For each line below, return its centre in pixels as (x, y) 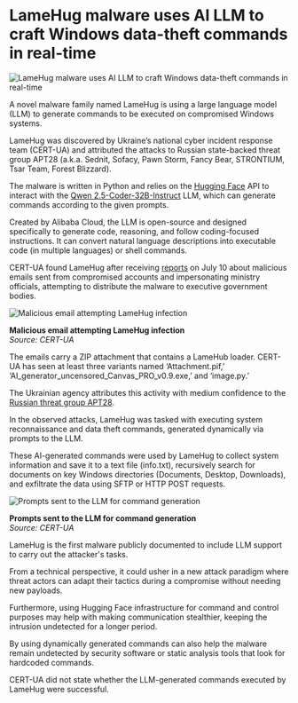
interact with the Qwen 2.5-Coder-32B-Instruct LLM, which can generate (143, 195)
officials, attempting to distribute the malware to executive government (138, 286)
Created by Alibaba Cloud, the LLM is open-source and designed (128, 222)
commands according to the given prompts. (89, 204)
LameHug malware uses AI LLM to (137, 16)
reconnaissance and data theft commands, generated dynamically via (137, 429)
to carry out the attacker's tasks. (69, 554)
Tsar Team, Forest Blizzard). (61, 169)
